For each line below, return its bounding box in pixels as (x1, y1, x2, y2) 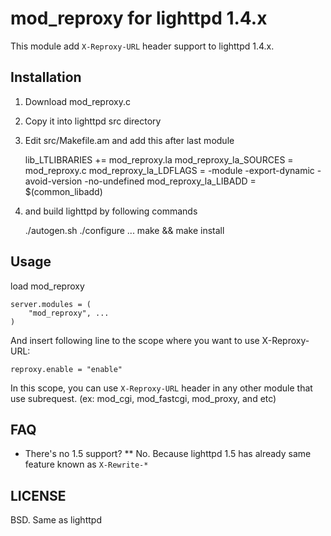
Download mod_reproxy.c (24, 95, 131, 107)
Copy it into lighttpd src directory (24, 115, 162, 127)
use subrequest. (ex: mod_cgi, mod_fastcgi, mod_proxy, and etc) (10, 392, 277, 404)
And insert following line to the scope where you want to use (10, 334, 260, 346)
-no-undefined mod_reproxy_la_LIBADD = (84, 175, 257, 187)
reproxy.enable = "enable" (10, 364, 123, 374)
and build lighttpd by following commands (24, 205, 198, 217)
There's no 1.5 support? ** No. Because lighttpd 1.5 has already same (24, 448, 312, 460)
